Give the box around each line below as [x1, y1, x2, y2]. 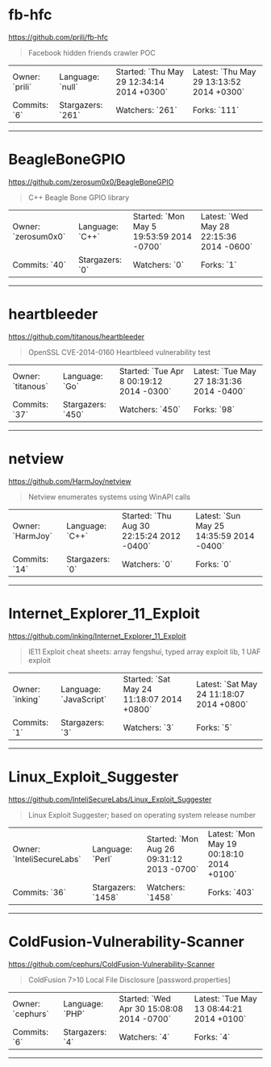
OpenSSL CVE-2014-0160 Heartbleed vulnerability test [27, 347, 211, 356]
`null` [59, 81, 78, 92]
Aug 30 [122, 520, 151, 531]
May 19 [207, 838, 237, 849]
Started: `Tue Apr [119, 365, 184, 377]
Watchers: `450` [119, 403, 181, 415]
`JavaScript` [60, 694, 107, 705]
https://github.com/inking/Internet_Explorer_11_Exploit [8, 631, 186, 640]
